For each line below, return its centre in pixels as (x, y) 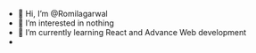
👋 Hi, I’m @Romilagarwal (63, 14)
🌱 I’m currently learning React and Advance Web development (132, 32)
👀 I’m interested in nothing (66, 23)
